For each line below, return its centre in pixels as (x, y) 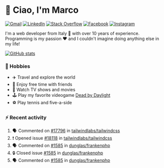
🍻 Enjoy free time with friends (42, 84)
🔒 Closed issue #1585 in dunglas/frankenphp (58, 153)
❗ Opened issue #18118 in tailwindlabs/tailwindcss (62, 138)
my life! (13, 43)
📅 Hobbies (18, 66)
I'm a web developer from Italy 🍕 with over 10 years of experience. (72, 33)
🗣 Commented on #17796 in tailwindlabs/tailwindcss (66, 130)
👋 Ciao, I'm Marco (42, 10)
